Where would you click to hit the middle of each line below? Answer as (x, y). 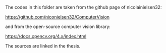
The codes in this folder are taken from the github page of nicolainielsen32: (84, 7)
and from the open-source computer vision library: (58, 26)
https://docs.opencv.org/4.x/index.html (46, 36)
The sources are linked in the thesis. (43, 46)
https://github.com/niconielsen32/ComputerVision (58, 17)
